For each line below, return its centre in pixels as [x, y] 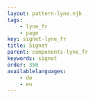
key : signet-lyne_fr [37, 39]
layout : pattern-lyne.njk [44, 13]
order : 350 [23, 65]
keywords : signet [32, 59]
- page [29, 33]
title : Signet [28, 46]
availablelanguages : [37, 71]
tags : [15, 20]
